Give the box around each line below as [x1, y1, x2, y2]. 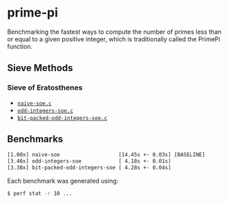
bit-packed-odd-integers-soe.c [17, 114, 108, 121]
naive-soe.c [17, 100, 52, 107]
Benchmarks [7, 133, 64, 145]
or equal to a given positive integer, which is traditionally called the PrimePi [7, 34, 220, 43]
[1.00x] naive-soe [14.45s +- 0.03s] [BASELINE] [7, 152, 206, 159]
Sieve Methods [7, 62, 74, 74]
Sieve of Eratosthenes [7, 83, 83, 92]
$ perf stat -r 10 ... [7, 190, 73, 197]
